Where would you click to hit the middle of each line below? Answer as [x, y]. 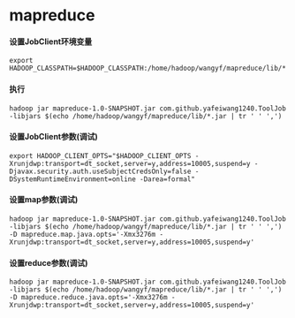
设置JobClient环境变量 [51, 42]
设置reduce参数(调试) [49, 262]
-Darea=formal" [168, 179]
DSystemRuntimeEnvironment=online [73, 179]
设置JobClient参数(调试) [54, 137]
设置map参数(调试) [44, 200]
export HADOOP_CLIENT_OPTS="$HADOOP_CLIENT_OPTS [100, 155]
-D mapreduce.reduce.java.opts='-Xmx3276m [88, 298]
